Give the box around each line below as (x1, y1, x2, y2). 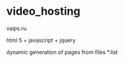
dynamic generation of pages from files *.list (6, 48, 118, 56)
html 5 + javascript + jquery (6, 36, 76, 44)
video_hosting (6, 4, 81, 18)
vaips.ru (6, 25, 27, 32)
